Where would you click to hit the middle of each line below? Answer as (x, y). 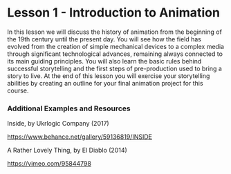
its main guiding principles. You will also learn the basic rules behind (104, 61)
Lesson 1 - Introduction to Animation (113, 13)
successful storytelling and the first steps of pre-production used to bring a (115, 68)
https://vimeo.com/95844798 (49, 164)
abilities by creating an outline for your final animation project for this (105, 83)
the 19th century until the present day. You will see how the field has (104, 39)
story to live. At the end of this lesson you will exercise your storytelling (109, 76)
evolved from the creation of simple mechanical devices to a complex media (116, 46)
